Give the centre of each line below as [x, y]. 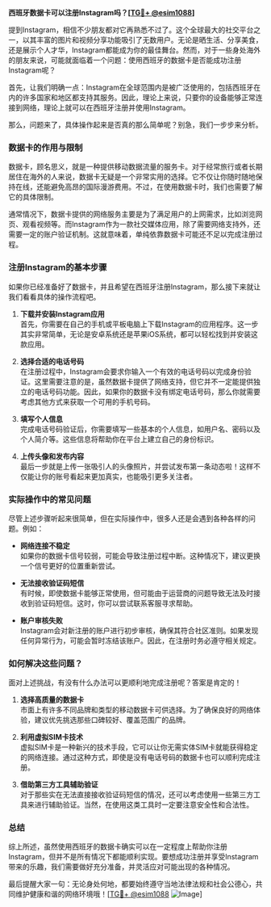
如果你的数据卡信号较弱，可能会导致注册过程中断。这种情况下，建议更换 [140, 556]
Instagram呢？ [32, 70]
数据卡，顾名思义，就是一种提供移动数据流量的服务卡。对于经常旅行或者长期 [135, 167]
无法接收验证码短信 [52, 583]
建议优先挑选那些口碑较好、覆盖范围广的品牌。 [112, 720]
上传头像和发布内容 [52, 456]
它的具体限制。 [33, 197]
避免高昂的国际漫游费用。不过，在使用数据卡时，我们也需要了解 [156, 187]
